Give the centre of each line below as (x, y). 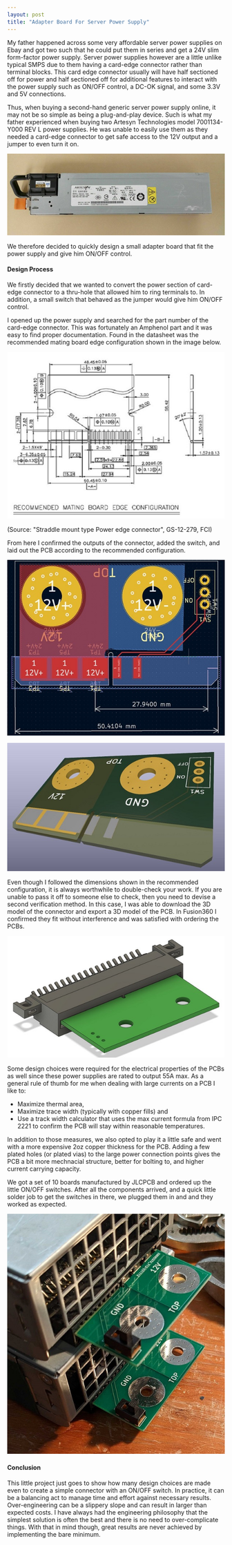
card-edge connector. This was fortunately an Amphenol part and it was (110, 327)
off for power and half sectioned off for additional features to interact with (112, 79)
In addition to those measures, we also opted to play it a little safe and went (114, 1140)
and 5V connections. (37, 94)
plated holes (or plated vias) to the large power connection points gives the (114, 1154)
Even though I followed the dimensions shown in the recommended (103, 882)
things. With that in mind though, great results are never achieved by (105, 1527)
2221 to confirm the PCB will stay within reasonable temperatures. (111, 1126)
